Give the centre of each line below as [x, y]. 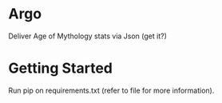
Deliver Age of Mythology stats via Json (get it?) [88, 36]
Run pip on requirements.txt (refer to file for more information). [111, 90]
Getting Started [61, 68]
